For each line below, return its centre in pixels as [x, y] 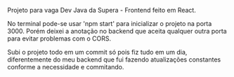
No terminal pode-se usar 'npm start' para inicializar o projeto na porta [110, 23]
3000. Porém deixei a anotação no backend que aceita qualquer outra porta [117, 31]
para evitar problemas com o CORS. [59, 38]
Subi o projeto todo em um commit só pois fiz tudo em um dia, [97, 52]
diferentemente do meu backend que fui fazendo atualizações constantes [114, 59]
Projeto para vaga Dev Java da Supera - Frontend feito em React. [102, 10]
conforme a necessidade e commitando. [66, 67]
